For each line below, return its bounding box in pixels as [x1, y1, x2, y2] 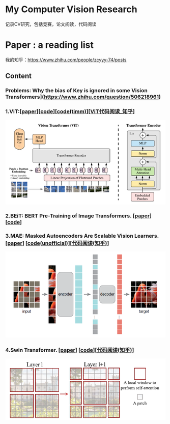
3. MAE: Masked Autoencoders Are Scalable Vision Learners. [5, 232, 159, 239]
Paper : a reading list [5, 39, 94, 51]
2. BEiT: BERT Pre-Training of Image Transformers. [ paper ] [5, 212, 152, 219]
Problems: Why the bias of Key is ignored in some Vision [5, 87, 148, 94]
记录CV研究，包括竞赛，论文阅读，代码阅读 [5, 21, 97, 27]
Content [5, 72, 32, 80]
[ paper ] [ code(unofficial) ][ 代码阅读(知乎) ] [5, 239, 109, 246]
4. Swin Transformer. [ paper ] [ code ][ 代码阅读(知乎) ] [5, 346, 134, 353]
